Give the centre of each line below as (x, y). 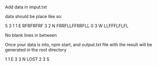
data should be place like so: (34, 16)
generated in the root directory (36, 50)
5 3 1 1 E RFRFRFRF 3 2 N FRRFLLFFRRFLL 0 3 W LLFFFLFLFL (67, 26)
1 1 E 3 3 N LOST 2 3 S (27, 59)
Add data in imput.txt (26, 7)
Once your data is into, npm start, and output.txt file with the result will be (78, 45)
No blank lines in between (31, 35)
